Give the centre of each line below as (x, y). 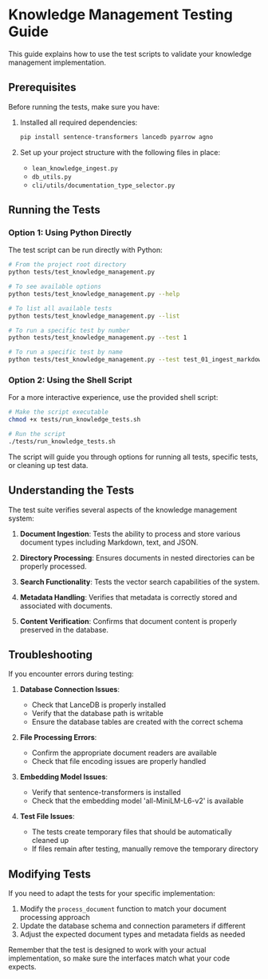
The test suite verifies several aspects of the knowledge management (123, 509)
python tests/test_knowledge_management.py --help (94, 294)
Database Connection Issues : (69, 689)
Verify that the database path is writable (97, 713)
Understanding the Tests (71, 491)
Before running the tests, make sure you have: (84, 106)
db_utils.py (51, 177)
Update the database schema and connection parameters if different (132, 926)
